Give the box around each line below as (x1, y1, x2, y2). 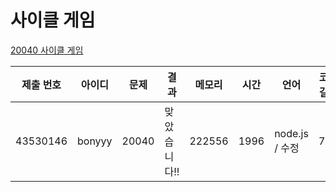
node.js (274, 126, 309, 140)
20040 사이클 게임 (10, 44, 84, 56)
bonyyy (77, 134, 113, 148)
